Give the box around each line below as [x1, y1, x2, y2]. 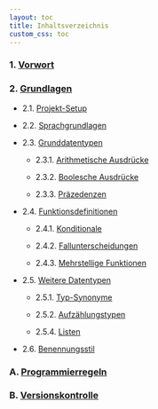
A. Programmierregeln [9, 366, 107, 378]
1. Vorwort [9, 59, 55, 71]
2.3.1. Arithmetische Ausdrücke [35, 154, 149, 165]
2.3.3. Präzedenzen [35, 188, 107, 200]
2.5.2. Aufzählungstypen [35, 309, 126, 319]
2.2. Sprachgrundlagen [21, 120, 107, 130]
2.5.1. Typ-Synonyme [35, 292, 113, 303]
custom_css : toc [9, 29, 69, 38]
